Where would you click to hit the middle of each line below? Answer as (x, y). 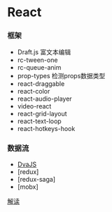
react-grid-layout (42, 114)
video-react (34, 106)
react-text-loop (39, 121)
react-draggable (41, 84)
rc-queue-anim (39, 68)
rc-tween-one (37, 60)
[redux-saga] (36, 179)
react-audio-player (44, 99)
